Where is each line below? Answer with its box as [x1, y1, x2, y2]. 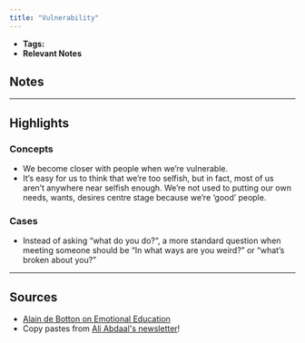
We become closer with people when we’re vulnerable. [22, 163, 229, 174]
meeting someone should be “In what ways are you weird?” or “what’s [22, 245, 285, 256]
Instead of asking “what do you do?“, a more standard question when [22, 235, 281, 246]
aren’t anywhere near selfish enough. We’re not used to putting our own [22, 182, 292, 193]
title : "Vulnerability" [9, 13, 100, 23]
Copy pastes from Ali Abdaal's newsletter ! [22, 323, 181, 334]
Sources [9, 289, 58, 305]
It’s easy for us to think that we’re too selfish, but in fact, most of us [22, 173, 274, 184]
